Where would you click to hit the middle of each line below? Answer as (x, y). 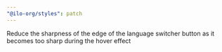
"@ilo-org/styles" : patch (44, 14)
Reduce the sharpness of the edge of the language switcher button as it (111, 33)
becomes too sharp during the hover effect (69, 41)
